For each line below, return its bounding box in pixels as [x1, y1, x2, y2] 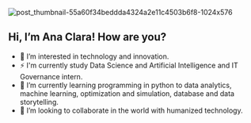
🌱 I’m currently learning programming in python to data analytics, [19, 80, 232, 90]
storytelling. [19, 97, 59, 106]
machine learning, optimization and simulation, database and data [19, 88, 235, 98]
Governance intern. [19, 71, 83, 81]
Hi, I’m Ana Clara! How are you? [8, 30, 167, 44]
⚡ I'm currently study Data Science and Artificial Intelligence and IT [19, 60, 239, 70]
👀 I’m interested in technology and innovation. [19, 52, 169, 61]
